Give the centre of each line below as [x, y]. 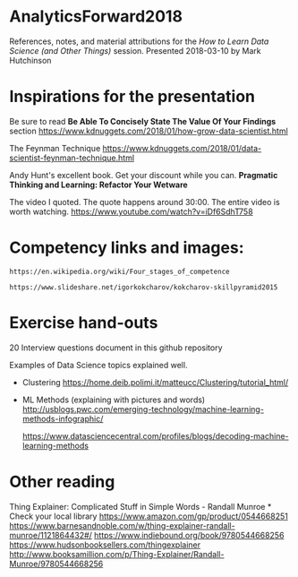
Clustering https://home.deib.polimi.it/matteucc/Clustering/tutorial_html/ [155, 382]
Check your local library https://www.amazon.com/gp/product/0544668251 [149, 516]
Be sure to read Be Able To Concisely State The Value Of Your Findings [143, 121]
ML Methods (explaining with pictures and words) [114, 400]
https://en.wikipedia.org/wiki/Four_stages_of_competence [119, 271]
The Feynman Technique [55, 148]
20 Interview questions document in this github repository [116, 348]
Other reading [62, 482]
